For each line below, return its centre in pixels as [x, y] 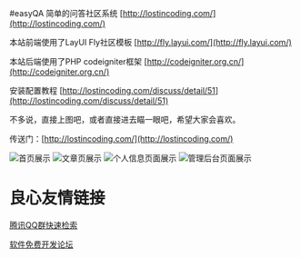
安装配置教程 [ [36, 90]
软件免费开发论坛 [41, 244]
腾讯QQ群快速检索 [44, 224]
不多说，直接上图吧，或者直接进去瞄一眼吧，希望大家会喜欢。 [125, 119]
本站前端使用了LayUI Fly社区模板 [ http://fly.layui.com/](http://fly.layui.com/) [151, 42]
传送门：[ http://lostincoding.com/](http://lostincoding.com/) [121, 139]
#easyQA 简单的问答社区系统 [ [66, 13]
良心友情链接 [58, 198]
